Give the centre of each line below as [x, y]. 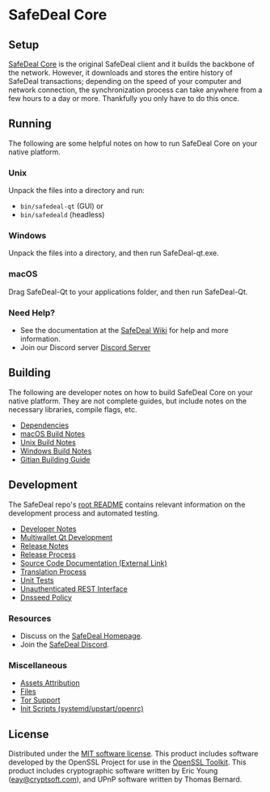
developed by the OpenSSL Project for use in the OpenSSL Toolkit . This [127, 762]
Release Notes [44, 546]
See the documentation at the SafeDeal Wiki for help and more [124, 330]
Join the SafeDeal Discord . [65, 644]
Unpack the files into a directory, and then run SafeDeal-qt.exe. [114, 253]
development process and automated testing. [84, 513]
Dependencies [44, 425]
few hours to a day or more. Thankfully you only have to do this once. [124, 98]
